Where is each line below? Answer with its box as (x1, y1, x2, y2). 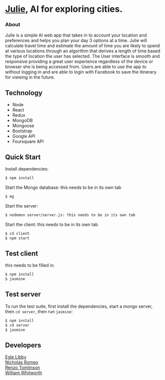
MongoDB (12, 118, 33, 124)
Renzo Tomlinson (5, 365, 40, 371)
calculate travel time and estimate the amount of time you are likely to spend (5, 43, 160, 49)
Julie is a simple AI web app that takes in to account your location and (5, 32, 147, 38)
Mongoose (12, 123, 34, 129)
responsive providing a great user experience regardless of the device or (5, 58, 154, 65)
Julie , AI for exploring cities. (5, 3, 123, 15)
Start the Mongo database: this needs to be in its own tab (5, 184, 122, 190)
